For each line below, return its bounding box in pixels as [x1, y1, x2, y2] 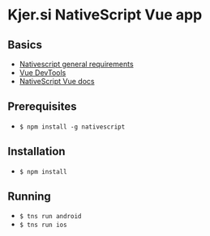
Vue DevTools [19, 68, 66, 78]
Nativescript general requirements [19, 59, 135, 69]
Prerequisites [7, 99, 77, 114]
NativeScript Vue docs [19, 77, 95, 86]
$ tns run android [19, 213, 82, 221]
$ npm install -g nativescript [19, 123, 126, 131]
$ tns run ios [19, 221, 67, 230]
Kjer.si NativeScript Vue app [7, 6, 203, 24]
